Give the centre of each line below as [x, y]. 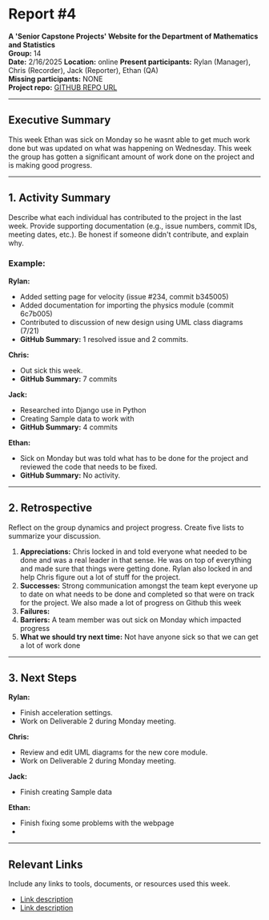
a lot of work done [50, 645]
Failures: [35, 611]
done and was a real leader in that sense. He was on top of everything [136, 560]
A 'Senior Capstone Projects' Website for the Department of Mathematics [133, 36]
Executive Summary [60, 120]
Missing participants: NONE [56, 79]
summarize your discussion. [55, 535]
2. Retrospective [50, 508]
